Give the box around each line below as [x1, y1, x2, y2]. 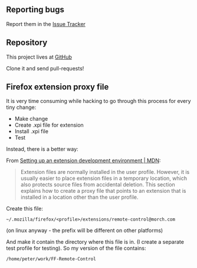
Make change [14, 115, 48, 122]
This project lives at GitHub [6, 53, 73, 60]
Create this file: [6, 205, 43, 212]
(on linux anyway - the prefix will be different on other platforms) [6, 227, 163, 234]
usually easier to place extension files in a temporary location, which [20, 175, 188, 182]
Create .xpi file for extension [14, 121, 84, 129]
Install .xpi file [14, 128, 49, 135]
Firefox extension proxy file [6, 82, 109, 92]
